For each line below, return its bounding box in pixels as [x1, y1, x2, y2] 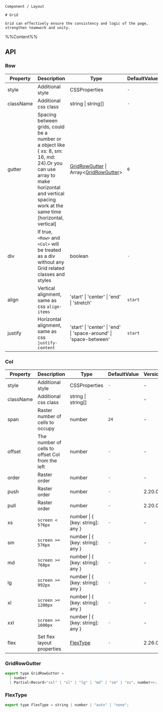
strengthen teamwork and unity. [5, 25, 70, 30]
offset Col [37, 451, 60, 458]
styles [37, 277, 51, 284]
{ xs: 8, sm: [37, 148, 63, 154]
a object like [37, 141, 65, 148]
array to [37, 172, 56, 179]
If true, [37, 228, 53, 235]
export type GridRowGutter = [5, 671, 64, 676]
